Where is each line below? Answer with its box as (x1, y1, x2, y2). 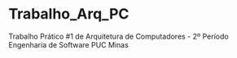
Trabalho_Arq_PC (8, 5, 129, 23)
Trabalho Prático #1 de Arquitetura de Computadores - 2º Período (8, 31, 230, 41)
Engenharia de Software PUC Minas (8, 39, 129, 49)
